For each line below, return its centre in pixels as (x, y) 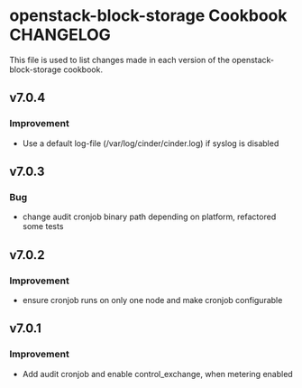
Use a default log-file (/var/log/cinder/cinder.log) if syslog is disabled (151, 143)
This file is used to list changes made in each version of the (119, 60)
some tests (43, 226)
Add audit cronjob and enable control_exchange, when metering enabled (157, 374)
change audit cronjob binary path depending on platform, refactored (149, 217)
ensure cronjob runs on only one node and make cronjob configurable (152, 300)
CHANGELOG (60, 35)
